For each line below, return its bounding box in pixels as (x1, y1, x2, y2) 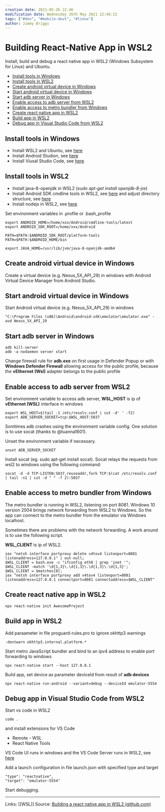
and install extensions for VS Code (5, 725, 75, 731)
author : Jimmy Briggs (5, 21, 50, 26)
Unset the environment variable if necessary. (5, 438, 96, 444)
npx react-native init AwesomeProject (5, 603, 84, 608)
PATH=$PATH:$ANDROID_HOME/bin (5, 237, 67, 242)
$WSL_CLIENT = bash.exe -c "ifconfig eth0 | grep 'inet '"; (5, 560, 131, 565)
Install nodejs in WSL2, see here (12, 201, 78, 207)
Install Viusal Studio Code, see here (12, 158, 84, 164)
